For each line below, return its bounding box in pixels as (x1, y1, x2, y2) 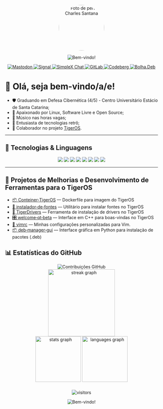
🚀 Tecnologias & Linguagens (5, 144, 93, 152)
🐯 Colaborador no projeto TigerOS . (12, 125, 82, 131)
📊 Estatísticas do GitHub (5, 248, 82, 257)
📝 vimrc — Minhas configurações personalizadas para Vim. (12, 222, 131, 227)
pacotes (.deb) (12, 234, 42, 240)
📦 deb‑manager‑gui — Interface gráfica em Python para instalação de (12, 227, 154, 233)
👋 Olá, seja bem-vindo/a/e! (5, 81, 115, 92)
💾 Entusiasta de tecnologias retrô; (12, 120, 80, 126)
